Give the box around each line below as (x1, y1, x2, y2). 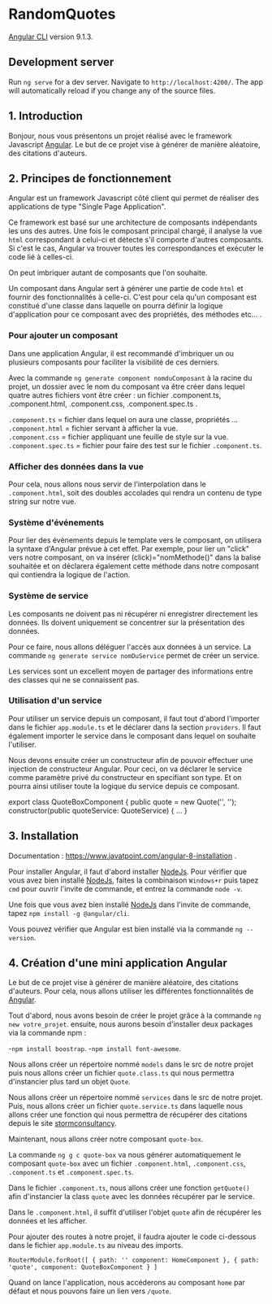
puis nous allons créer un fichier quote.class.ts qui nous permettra (8, 1068, 235, 1078)
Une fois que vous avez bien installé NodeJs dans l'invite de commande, (8, 900, 252, 909)
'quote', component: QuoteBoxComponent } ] (8, 1263, 158, 1271)
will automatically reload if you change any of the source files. (8, 85, 216, 95)
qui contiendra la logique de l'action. (8, 570, 131, 580)
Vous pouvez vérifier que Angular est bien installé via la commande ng (8, 924, 244, 934)
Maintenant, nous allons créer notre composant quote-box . (8, 1134, 204, 1144)
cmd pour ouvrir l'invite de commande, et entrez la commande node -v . (8, 883, 244, 893)
